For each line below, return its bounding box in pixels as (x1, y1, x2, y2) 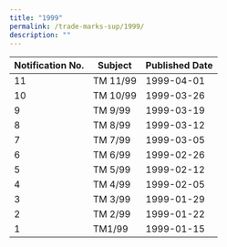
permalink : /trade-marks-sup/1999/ (9, 22, 145, 31)
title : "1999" (9, 13, 64, 23)
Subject (97, 59, 132, 72)
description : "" (9, 30, 71, 39)
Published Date (145, 59, 213, 72)
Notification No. (14, 59, 85, 72)
